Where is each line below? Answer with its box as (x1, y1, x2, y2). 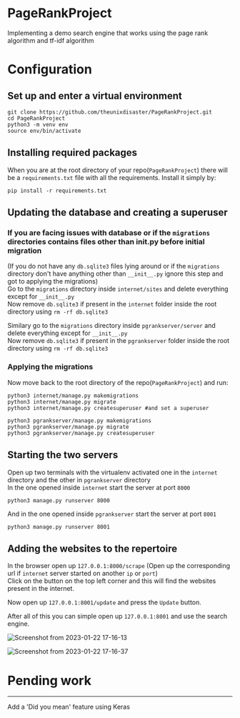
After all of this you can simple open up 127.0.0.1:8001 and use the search (7, 612, 227, 621)
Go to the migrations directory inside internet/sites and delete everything (7, 284, 229, 294)
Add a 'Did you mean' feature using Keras (7, 702, 131, 712)
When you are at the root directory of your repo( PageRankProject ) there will (7, 166, 229, 174)
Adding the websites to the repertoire (7, 542, 177, 554)
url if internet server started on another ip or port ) (7, 569, 159, 578)
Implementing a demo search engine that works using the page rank (7, 29, 209, 37)
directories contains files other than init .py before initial (7, 237, 205, 247)
